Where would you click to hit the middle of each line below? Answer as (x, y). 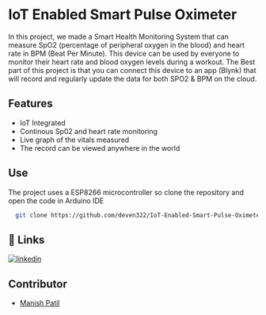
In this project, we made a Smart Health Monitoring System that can (119, 36)
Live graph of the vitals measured (74, 140)
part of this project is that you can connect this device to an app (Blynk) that (132, 70)
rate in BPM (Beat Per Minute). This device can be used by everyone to (124, 53)
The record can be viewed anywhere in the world (100, 148)
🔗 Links (27, 240)
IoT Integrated (42, 123)
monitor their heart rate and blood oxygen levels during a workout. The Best (132, 62)
